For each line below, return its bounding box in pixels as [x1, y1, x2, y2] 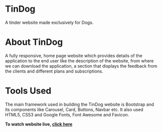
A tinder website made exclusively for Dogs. [5, 19, 94, 25]
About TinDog [5, 37, 63, 48]
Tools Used [5, 85, 52, 96]
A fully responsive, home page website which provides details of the [5, 53, 142, 58]
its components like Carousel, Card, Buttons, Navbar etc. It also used [5, 106, 143, 113]
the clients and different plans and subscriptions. [5, 68, 103, 74]
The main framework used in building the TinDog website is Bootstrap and [5, 101, 155, 107]
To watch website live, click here [5, 121, 73, 127]
